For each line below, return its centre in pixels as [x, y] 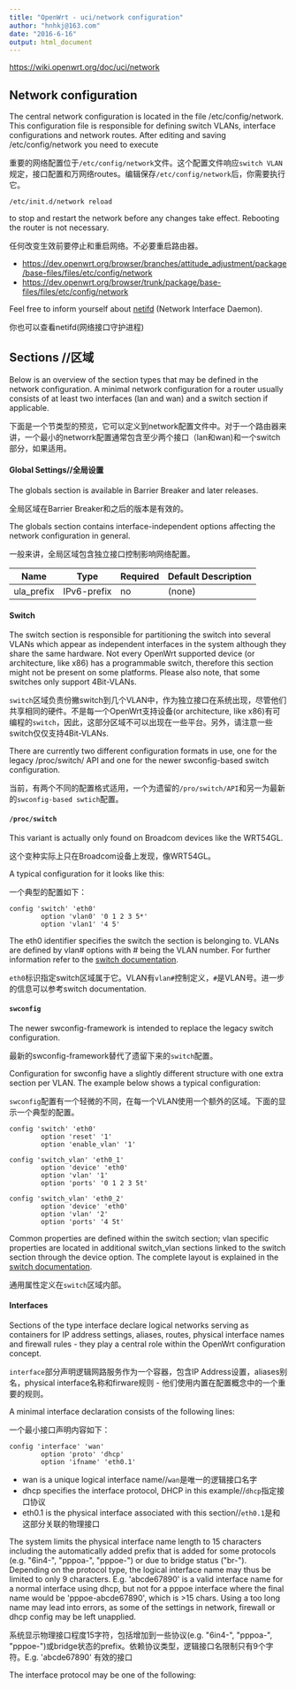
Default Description [209, 576]
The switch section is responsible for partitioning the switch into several [140, 635]
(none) [182, 591]
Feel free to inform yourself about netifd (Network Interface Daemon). [136, 309]
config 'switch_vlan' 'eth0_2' [67, 1199]
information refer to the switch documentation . [94, 960]
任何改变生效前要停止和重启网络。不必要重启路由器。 [106, 246]
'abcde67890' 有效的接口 [87, 1657]
